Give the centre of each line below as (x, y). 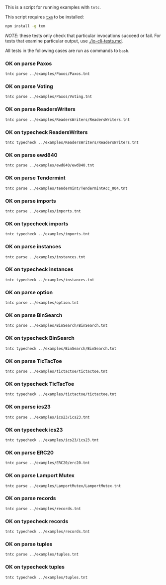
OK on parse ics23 (28, 407)
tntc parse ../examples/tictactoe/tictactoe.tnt (56, 372)
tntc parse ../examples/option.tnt (42, 303)
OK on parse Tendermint (35, 178)
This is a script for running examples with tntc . (53, 7)
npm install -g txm (25, 26)
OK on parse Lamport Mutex (40, 476)
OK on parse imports (31, 201)
